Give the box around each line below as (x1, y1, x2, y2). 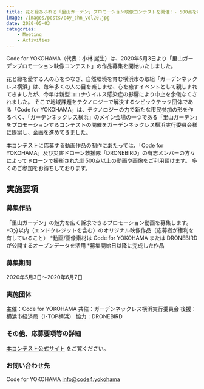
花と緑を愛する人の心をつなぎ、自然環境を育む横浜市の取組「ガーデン (6, 76, 182, 82)
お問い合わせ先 (6, 361, 50, 369)
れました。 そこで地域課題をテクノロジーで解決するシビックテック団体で (6, 98, 188, 105)
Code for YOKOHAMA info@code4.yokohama (6, 376, 120, 383)
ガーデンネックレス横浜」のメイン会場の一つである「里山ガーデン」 (30, 113, 198, 121)
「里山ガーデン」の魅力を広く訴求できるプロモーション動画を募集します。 (6, 219, 192, 226)
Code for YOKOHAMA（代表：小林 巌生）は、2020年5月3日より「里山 (6, 55, 183, 62)
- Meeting (17, 32, 42, 38)
